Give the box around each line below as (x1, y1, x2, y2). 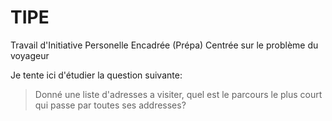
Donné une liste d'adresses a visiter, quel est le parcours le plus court (34, 88, 323, 100)
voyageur (10, 49, 50, 61)
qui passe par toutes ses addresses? (34, 99, 187, 111)
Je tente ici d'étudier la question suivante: (10, 69, 183, 81)
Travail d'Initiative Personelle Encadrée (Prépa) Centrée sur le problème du (10, 39, 319, 51)
